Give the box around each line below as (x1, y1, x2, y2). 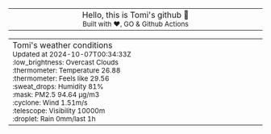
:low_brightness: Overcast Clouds (12, 58, 119, 67)
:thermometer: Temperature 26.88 (12, 66, 121, 75)
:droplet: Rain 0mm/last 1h (12, 115, 96, 124)
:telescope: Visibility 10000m (12, 107, 106, 115)
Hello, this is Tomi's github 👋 (81, 10, 190, 20)
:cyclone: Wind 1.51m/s (12, 98, 88, 107)
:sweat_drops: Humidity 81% (12, 82, 104, 91)
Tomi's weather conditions (12, 40, 113, 51)
